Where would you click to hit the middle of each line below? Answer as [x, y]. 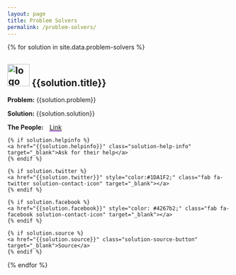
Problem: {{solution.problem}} [52, 100]
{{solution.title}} [69, 83]
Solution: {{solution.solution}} [51, 113]
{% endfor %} [28, 265]
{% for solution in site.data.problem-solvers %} [76, 47]
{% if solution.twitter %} [47, 172]
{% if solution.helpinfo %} [49, 140]
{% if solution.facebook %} [49, 203]
